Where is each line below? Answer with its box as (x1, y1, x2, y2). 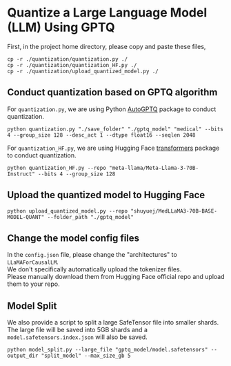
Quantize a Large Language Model (7, 5, 208, 21)
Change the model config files (7, 232, 140, 244)
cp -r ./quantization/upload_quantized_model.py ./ (7, 68, 159, 75)
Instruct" (7, 171, 36, 177)
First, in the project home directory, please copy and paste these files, (7, 42, 206, 50)
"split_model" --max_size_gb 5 (41, 352, 131, 360)
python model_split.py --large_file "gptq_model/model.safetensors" (7, 347, 208, 354)
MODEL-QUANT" (7, 213, 45, 220)
